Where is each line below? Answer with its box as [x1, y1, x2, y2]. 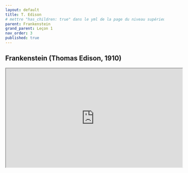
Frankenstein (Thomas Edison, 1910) [5, 54, 122, 63]
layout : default [5, 7, 39, 13]
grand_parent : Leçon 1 [5, 26, 53, 31]
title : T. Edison [5, 12, 42, 17]
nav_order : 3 [5, 31, 33, 36]
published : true [5, 36, 39, 41]
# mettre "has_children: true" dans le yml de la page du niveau [5, 17, 145, 22]
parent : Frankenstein [5, 21, 51, 27]
